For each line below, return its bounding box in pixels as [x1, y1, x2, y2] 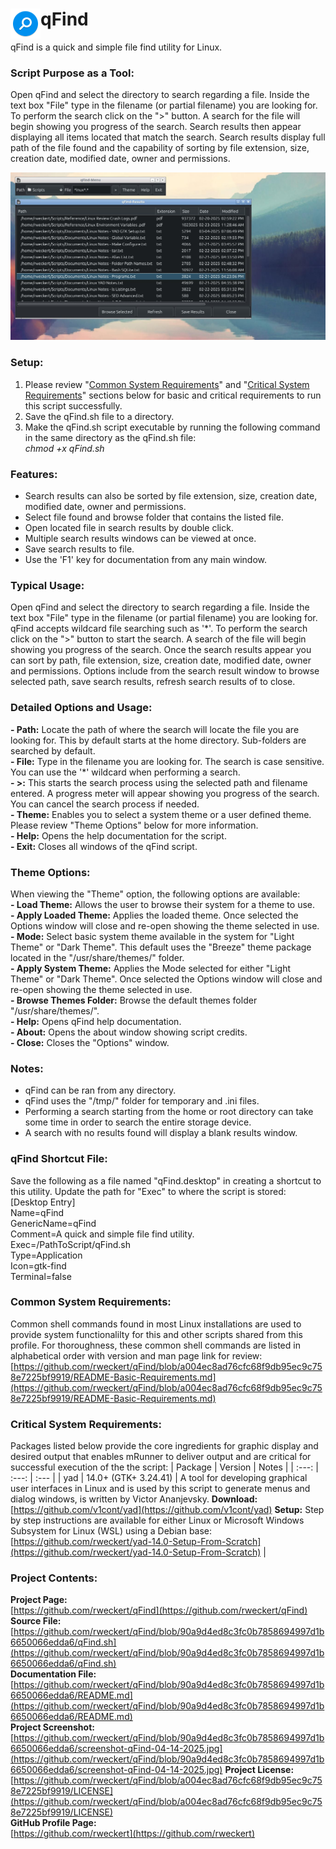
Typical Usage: [10, 578, 85, 592]
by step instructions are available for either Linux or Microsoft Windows [10, 1514, 305, 1527]
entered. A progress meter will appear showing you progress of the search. [10, 787, 320, 799]
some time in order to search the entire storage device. [24, 1116, 252, 1128]
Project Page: [10, 1594, 68, 1606]
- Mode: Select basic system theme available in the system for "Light [10, 930, 295, 942]
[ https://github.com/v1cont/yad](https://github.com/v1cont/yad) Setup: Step [10, 1504, 325, 1516]
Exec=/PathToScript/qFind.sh [10, 1238, 132, 1250]
